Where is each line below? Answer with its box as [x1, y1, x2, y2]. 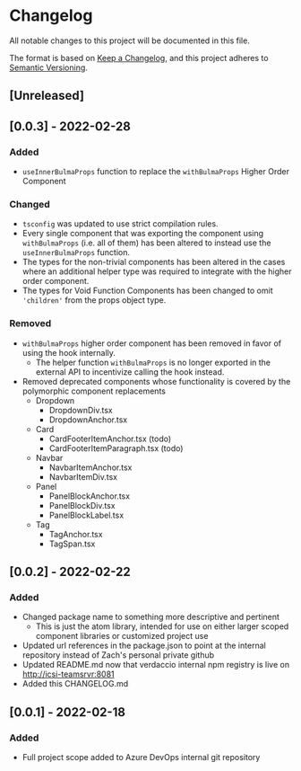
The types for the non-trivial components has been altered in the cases [21, 257, 286, 268]
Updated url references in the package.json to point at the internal [21, 640, 266, 651]
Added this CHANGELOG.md [21, 678, 129, 689]
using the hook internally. [21, 347, 116, 358]
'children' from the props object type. [21, 295, 167, 306]
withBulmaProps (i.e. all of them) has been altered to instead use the [21, 237, 271, 248]
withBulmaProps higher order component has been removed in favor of [21, 338, 282, 349]
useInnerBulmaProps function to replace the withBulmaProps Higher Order [21, 166, 289, 177]
